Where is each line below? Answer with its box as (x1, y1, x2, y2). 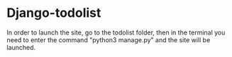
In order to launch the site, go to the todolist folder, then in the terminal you (6, 28, 226, 37)
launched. (6, 43, 36, 51)
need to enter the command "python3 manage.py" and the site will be (6, 35, 211, 44)
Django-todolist (6, 5, 101, 21)
